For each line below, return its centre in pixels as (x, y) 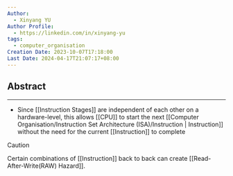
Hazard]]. (71, 166)
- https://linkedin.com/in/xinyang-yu (70, 33)
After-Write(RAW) (32, 166)
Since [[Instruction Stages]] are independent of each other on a (108, 109)
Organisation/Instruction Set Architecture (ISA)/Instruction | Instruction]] (120, 124)
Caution (18, 145)
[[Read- (200, 158)
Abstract (27, 87)
